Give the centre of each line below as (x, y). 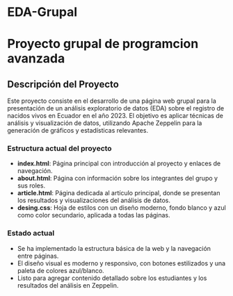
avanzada (36, 59)
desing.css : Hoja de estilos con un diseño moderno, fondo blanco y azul (121, 208)
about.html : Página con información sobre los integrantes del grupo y (117, 179)
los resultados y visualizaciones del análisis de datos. (94, 200)
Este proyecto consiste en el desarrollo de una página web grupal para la (112, 101)
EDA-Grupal (42, 12)
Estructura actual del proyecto (60, 149)
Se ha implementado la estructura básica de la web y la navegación (114, 248)
